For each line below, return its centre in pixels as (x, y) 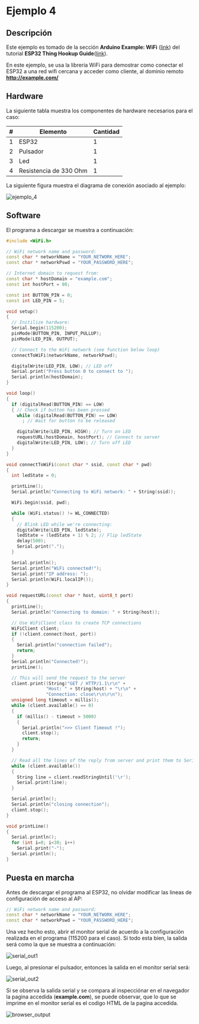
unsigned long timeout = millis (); (55, 700)
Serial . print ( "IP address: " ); (50, 574)
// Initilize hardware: (41, 322)
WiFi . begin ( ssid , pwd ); (41, 502)
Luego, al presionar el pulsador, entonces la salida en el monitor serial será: (98, 968)
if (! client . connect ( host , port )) (54, 634)
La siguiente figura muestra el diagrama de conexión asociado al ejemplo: (96, 185)
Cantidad (107, 131)
